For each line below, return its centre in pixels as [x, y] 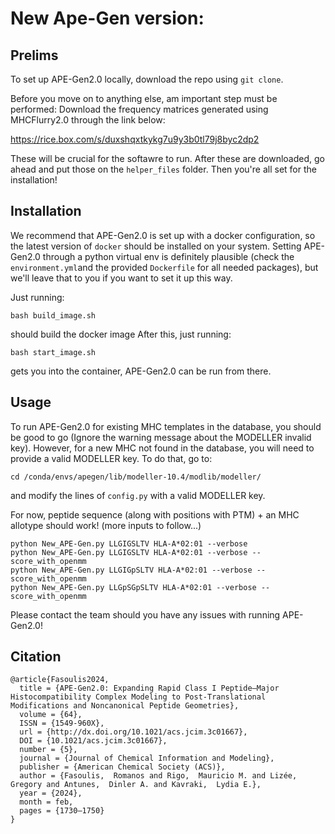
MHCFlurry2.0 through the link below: [88, 120]
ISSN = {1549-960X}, [62, 723]
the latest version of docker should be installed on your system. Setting [156, 246]
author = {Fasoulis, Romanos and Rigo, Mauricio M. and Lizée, [158, 776]
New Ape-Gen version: [107, 18]
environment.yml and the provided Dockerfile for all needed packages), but [164, 267]
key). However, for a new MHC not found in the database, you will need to [162, 448]
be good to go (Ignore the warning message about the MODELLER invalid [161, 437]
